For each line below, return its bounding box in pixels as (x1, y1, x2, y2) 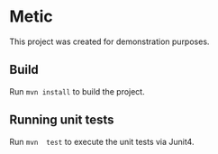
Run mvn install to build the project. (9, 86, 146, 96)
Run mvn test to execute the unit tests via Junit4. (9, 136, 195, 147)
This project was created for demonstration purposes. (9, 36, 210, 47)
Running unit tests (9, 113, 114, 128)
